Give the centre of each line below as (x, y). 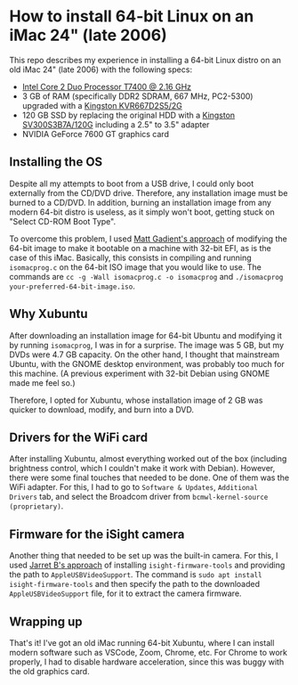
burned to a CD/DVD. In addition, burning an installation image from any (140, 202)
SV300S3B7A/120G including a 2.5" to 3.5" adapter (116, 124)
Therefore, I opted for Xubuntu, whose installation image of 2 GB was (136, 400)
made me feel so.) (42, 383)
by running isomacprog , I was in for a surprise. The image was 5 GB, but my (147, 345)
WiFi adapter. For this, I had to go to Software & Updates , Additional (133, 487)
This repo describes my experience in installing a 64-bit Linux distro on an (145, 60)
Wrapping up (46, 621)
